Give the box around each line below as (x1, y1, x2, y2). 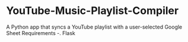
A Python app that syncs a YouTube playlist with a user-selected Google (6, 23, 183, 30)
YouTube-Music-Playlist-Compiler (6, 4, 179, 17)
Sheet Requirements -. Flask (6, 29, 75, 36)
